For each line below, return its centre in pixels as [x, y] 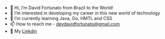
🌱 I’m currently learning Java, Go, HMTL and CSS [61, 18]
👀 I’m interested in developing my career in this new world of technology [85, 13]
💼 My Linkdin [23, 31]
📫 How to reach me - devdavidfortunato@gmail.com [65, 24]
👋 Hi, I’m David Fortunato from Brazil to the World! [62, 8]
